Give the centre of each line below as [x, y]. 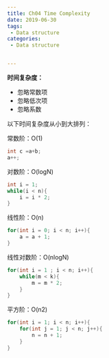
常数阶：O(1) [25, 138]
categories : [24, 39]
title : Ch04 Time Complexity [49, 13]
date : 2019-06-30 [32, 20]
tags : [15, 26]
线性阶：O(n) [26, 218]
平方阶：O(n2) [27, 309]
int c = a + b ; [24, 151]
